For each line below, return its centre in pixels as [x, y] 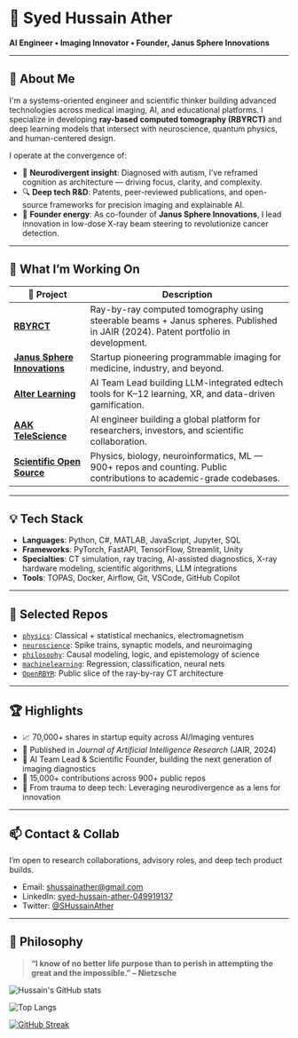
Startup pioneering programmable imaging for [186, 357]
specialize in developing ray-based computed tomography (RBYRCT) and [145, 119]
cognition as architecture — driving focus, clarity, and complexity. [142, 182]
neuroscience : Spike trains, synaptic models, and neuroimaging [137, 645]
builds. [21, 869]
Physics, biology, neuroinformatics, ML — [176, 456]
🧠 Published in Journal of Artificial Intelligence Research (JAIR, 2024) [149, 750]
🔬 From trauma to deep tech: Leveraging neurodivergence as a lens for [151, 788]
